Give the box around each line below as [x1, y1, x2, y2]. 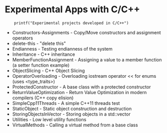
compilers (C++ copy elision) [12, 95, 74, 101]
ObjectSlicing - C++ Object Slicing [12, 68, 85, 74]
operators [12, 35, 33, 41]
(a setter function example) [12, 62, 70, 68]
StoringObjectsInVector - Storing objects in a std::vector [12, 111, 131, 117]
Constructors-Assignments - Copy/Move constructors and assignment [12, 29, 161, 35]
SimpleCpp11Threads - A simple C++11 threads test [12, 100, 120, 106]
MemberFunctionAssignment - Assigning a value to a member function [12, 56, 162, 62]
